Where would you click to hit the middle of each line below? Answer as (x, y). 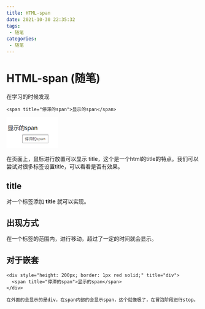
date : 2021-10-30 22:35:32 (41, 19)
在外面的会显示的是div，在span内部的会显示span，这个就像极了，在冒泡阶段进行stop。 (102, 300)
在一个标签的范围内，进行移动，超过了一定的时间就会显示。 (82, 239)
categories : (21, 39)
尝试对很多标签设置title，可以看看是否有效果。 (65, 166)
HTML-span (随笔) (53, 78)
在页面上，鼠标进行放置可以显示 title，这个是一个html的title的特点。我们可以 (102, 158)
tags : (13, 26)
